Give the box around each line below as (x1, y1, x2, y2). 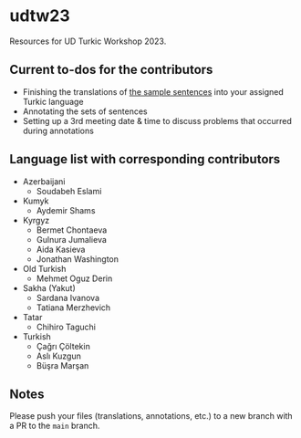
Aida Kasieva (36, 244, 86, 255)
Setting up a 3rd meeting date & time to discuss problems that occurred (22, 115, 292, 126)
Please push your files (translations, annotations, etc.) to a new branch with (9, 411, 294, 422)
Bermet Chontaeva (36, 224, 108, 235)
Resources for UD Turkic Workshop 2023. (9, 36, 167, 47)
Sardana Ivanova (36, 292, 100, 303)
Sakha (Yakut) (22, 282, 76, 293)
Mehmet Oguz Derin (36, 273, 113, 284)
